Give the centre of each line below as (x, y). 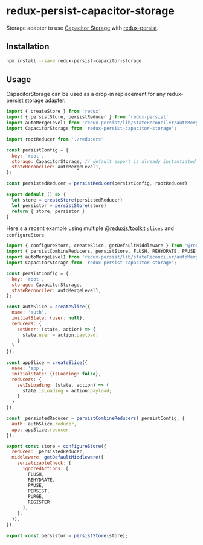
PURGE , (36, 497)
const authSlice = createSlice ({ (48, 307)
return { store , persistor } (48, 211)
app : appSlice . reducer (40, 430)
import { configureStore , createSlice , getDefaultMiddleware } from (94, 246)
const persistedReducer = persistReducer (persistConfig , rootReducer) (97, 183)
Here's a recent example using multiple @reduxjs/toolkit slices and (90, 228)
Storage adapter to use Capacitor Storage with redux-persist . (82, 28)
